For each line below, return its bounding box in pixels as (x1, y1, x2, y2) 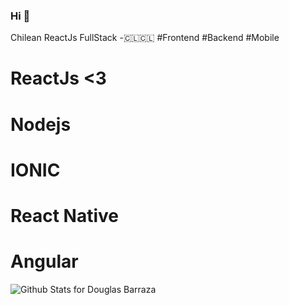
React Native (10, 205, 120, 228)
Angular (10, 250, 79, 273)
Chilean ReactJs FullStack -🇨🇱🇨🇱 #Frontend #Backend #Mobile (10, 32, 280, 44)
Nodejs (10, 113, 72, 136)
